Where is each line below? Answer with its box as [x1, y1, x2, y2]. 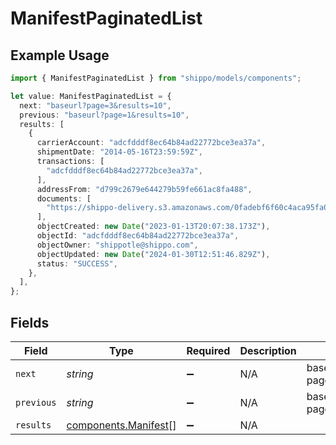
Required [186, 343, 231, 357]
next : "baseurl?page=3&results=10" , [19, 100, 172, 111]
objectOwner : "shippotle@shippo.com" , [36, 240, 199, 250]
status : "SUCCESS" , [36, 258, 118, 269]
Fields [10, 314, 50, 331]
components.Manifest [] [66, 418, 177, 432]
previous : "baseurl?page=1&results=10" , [19, 110, 190, 120]
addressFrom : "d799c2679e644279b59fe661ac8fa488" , [36, 184, 253, 194]
